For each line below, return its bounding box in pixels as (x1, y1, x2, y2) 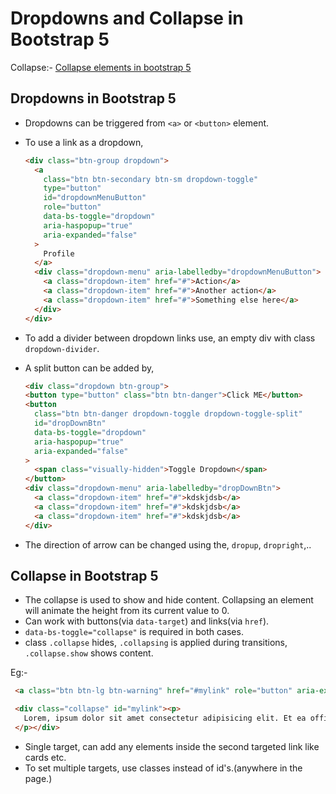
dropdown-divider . (24, 342, 100, 354)
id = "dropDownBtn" (34, 418, 107, 428)
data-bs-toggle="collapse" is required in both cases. (24, 626, 244, 638)
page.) (24, 772, 53, 784)
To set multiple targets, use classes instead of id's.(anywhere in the (24, 762, 303, 774)
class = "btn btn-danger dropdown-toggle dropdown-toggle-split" (34, 409, 303, 419)
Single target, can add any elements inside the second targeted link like (24, 740, 320, 752)
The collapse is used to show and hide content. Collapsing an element (24, 594, 314, 606)
